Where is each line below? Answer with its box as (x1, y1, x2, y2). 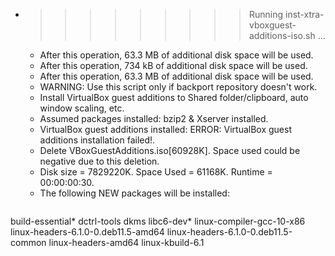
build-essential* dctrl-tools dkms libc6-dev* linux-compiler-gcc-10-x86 (10, 215, 306, 227)
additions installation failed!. (39, 134, 156, 146)
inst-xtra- (284, 9, 325, 20)
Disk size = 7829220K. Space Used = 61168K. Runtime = (39, 166, 273, 178)
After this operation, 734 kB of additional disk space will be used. (39, 60, 308, 71)
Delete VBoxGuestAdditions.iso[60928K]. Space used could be (39, 145, 301, 156)
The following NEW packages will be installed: (39, 187, 230, 199)
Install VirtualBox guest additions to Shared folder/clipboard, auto (39, 92, 309, 103)
